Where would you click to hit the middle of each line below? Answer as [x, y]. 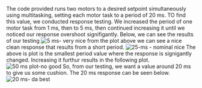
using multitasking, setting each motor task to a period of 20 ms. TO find [96, 15]
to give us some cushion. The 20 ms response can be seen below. [88, 73]
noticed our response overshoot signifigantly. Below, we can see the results [100, 34]
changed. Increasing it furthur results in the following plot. [78, 60]
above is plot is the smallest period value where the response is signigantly [99, 53]
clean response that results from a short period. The [101, 47]
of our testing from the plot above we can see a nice [94, 41]
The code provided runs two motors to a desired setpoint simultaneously [96, 9]
